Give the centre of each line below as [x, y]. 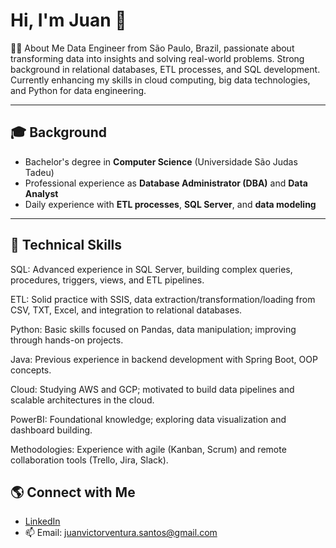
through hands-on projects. [67, 340]
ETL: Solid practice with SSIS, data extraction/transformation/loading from [163, 299]
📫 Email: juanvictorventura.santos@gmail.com [121, 533]
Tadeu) [39, 172]
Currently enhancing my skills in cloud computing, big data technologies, [160, 80]
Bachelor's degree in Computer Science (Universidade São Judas [161, 161]
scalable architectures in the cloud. [82, 400]
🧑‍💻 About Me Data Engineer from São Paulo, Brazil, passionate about [152, 48]
